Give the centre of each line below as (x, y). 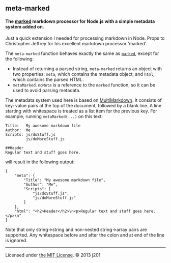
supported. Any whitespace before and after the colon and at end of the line (85, 235)
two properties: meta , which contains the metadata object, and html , (84, 74)
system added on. (25, 26)
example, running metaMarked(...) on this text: (54, 116)
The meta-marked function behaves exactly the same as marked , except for (82, 53)
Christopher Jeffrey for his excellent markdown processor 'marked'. (76, 43)
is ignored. (17, 240)
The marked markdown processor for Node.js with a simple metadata (80, 21)
